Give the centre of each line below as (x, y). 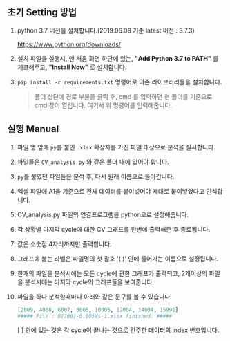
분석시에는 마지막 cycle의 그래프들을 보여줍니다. (89, 282)
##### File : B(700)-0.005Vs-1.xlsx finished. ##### (95, 316)
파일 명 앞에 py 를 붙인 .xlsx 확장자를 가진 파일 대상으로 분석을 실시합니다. (116, 147)
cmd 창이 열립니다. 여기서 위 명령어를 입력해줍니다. (103, 105)
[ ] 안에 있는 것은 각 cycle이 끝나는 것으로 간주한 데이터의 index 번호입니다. (118, 330)
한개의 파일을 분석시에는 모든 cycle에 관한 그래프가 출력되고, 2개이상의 (112, 273)
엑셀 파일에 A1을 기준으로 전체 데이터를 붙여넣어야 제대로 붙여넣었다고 (111, 191)
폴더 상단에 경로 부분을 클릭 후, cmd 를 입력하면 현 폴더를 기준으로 (123, 96)
